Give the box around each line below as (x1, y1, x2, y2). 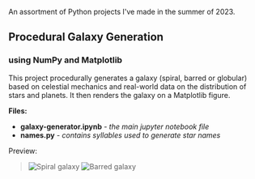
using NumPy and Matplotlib (8, 54, 123, 66)
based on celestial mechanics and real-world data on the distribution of (8, 81, 247, 92)
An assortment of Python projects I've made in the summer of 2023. (8, 7, 236, 16)
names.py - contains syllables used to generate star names (19, 130, 221, 140)
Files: (8, 105, 28, 116)
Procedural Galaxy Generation (8, 30, 164, 44)
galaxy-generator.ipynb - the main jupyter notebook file (19, 121, 210, 131)
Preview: (8, 146, 38, 156)
